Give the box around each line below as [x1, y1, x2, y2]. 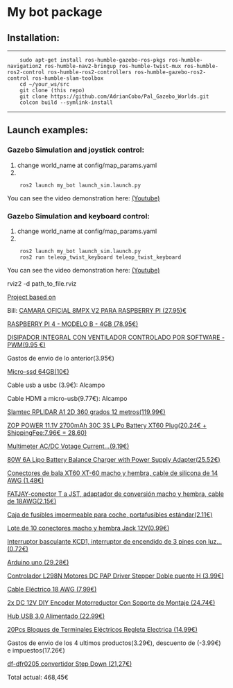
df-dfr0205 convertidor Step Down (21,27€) [7, 660, 132, 668]
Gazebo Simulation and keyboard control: [7, 211, 150, 221]
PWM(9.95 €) [7, 341, 46, 349]
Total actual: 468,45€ [7, 673, 69, 681]
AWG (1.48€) [7, 476, 44, 484]
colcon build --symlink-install [19, 99, 113, 106]
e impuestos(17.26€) [7, 646, 66, 654]
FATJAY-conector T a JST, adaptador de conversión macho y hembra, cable [7, 490, 224, 498]
